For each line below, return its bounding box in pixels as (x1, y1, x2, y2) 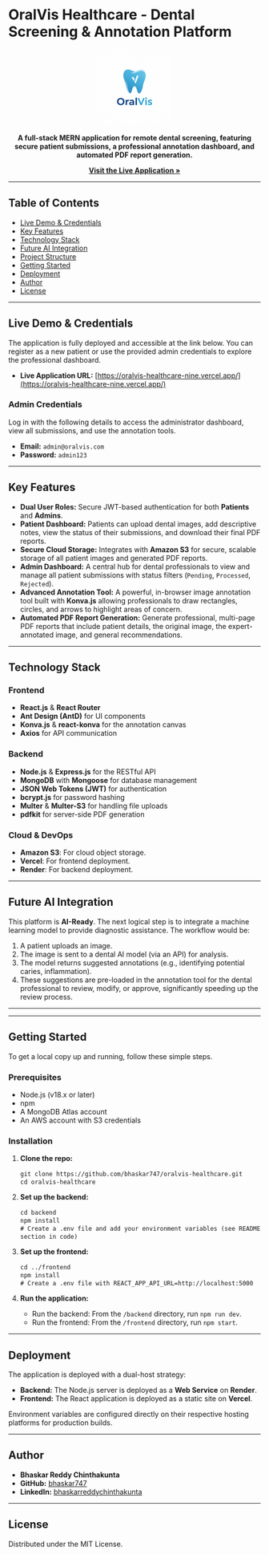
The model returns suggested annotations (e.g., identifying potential (19, 957, 246, 968)
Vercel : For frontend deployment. (19, 856, 130, 866)
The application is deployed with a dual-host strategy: (8, 1370, 187, 1379)
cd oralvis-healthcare (19, 1178, 96, 1187)
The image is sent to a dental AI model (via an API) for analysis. (19, 949, 229, 959)
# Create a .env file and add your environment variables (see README (19, 1225, 261, 1233)
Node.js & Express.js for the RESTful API (19, 766, 156, 776)
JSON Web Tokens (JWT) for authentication (19, 784, 167, 794)
